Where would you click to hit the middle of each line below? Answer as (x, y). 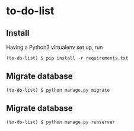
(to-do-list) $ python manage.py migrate (58, 90)
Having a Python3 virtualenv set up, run (55, 47)
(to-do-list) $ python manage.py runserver (61, 122)
